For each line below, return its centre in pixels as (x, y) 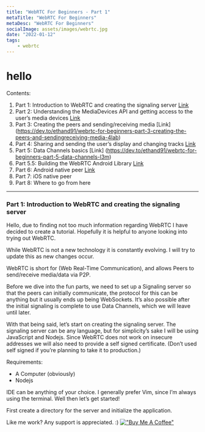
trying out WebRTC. (31, 238)
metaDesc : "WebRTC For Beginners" (50, 23)
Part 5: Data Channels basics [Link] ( (61, 150)
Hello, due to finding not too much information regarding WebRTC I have (97, 225)
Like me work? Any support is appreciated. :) (63, 422)
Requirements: (24, 362)
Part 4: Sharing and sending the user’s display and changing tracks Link (106, 143)
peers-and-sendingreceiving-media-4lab (67, 137)
